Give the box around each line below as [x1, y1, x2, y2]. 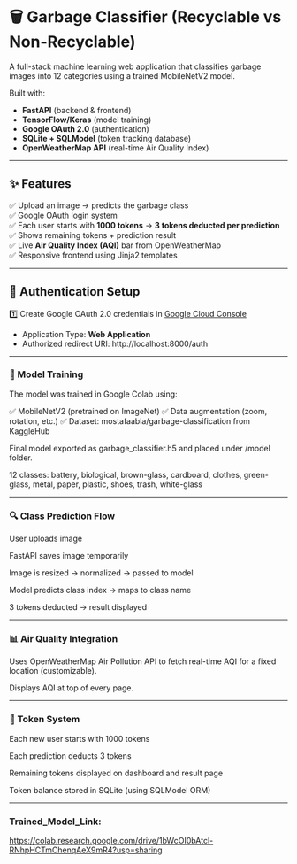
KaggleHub [9, 426, 50, 436]
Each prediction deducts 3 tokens [9, 750, 132, 761]
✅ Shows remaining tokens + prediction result [9, 229, 177, 240]
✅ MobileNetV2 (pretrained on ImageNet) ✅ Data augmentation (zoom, [9, 405, 268, 416]
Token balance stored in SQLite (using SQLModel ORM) [9, 784, 211, 795]
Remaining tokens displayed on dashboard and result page [9, 768, 224, 778]
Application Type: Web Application [21, 328, 151, 339]
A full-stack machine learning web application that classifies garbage [9, 61, 262, 72]
